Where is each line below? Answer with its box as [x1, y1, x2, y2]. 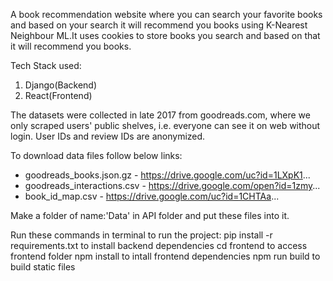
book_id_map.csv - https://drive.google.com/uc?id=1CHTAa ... [24, 190, 280, 202]
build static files [10, 261, 76, 273]
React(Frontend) [24, 90, 93, 101]
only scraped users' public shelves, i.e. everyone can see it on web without [10, 120, 321, 131]
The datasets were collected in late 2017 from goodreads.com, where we [10, 109, 311, 121]
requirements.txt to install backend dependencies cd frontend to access [10, 240, 308, 251]
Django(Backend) [24, 79, 98, 91]
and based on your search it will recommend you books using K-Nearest [10, 19, 308, 31]
